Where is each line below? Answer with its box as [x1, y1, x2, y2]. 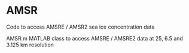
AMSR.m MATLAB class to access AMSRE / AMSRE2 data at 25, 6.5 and [6, 35, 184, 42]
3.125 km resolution [6, 41, 54, 48]
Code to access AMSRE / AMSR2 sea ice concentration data [6, 23, 155, 30]
